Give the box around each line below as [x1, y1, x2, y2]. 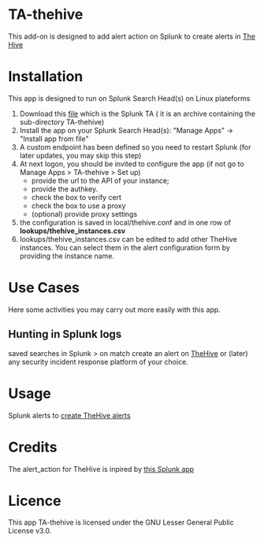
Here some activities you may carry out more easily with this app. [8, 305, 221, 314]
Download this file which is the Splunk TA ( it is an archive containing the [19, 109, 256, 118]
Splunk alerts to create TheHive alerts [8, 410, 132, 420]
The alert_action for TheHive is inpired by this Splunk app [8, 464, 195, 473]
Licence [8, 492, 61, 510]
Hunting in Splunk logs [8, 328, 122, 341]
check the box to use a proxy [31, 201, 126, 210]
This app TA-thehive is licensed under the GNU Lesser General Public [8, 518, 234, 527]
